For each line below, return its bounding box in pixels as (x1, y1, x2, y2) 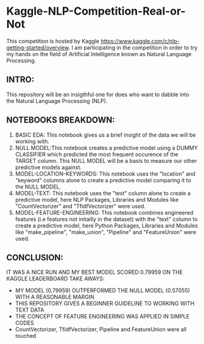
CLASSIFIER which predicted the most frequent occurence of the (15, 151, 178, 158)
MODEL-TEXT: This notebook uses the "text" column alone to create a (15, 189, 191, 196)
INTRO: (6, 74, 35, 85)
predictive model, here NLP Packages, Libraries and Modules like (15, 196, 179, 203)
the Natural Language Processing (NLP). (6, 97, 108, 104)
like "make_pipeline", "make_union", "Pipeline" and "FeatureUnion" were (15, 228, 197, 235)
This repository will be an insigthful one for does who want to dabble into (6, 90, 190, 98)
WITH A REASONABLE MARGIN (15, 293, 94, 301)
